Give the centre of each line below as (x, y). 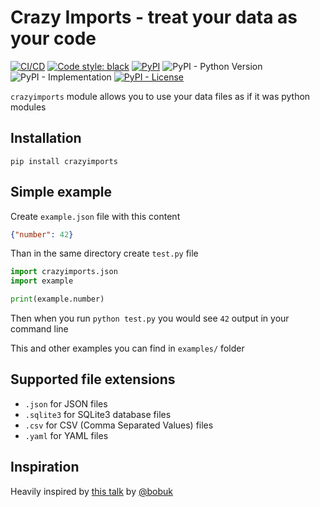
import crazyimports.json (64, 272)
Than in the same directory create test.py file (104, 253)
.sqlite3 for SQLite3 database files (98, 414)
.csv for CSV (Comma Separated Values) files (119, 425)
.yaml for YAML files (66, 435)
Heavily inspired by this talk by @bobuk (91, 491)
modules (28, 107)
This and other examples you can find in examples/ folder (127, 348)
